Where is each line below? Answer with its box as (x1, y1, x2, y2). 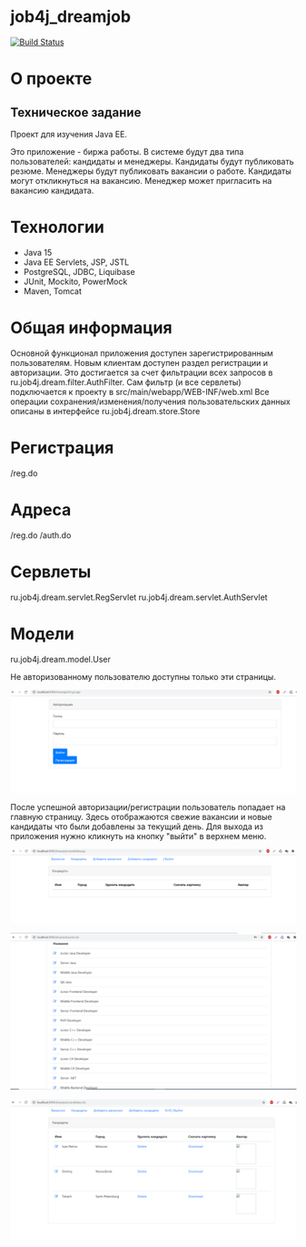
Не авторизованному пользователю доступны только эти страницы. (10, 671, 276, 682)
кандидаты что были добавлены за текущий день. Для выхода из (10, 821, 264, 832)
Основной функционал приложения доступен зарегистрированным (10, 348, 273, 359)
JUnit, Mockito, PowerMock (23, 276, 128, 287)
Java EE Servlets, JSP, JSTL (23, 257, 130, 268)
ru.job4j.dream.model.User (10, 654, 112, 664)
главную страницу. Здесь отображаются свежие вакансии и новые (10, 812, 273, 823)
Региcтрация (10, 438, 114, 458)
